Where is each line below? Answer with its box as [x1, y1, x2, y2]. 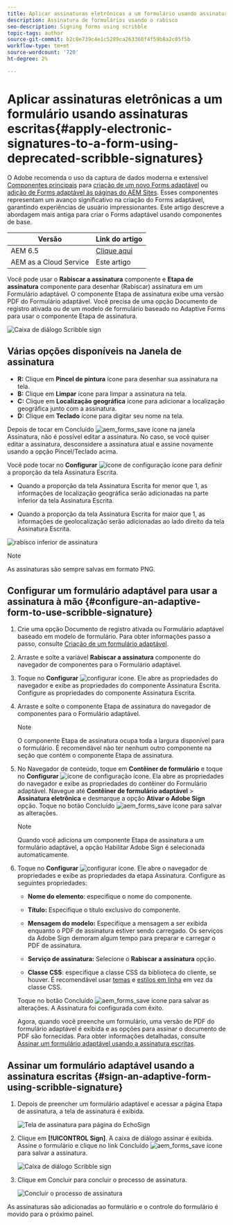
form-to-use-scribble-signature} [7, 606, 153, 618]
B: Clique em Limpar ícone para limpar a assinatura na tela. [17, 390, 187, 398]
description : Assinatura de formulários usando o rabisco [7, 17, 178, 24]
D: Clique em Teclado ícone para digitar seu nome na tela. [17, 411, 184, 420]
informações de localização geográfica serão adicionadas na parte [17, 489, 209, 497]
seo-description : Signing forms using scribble [7, 23, 148, 30]
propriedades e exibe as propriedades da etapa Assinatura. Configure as [17, 872, 225, 880]
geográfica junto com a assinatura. [17, 404, 117, 412]
